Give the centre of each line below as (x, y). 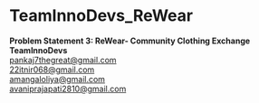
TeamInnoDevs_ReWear (101, 16)
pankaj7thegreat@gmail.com (63, 60)
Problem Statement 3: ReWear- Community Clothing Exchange (130, 41)
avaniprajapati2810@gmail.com (68, 89)
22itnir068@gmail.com (52, 70)
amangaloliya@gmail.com (58, 79)
